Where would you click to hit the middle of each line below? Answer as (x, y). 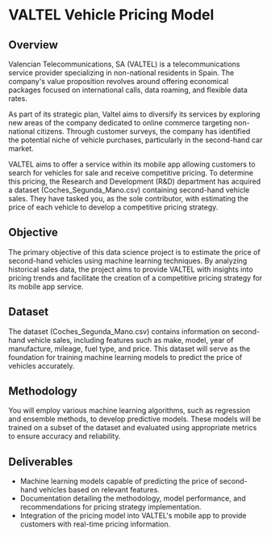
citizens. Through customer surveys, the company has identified (143, 131)
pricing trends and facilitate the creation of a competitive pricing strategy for (135, 277)
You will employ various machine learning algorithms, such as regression (129, 411)
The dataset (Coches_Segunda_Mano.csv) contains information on (119, 331)
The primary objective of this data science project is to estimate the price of (134, 252)
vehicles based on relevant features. (99, 490)
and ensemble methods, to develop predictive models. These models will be (135, 419)
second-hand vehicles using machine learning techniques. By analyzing (128, 260)
